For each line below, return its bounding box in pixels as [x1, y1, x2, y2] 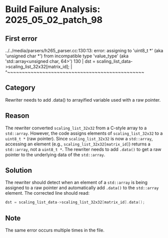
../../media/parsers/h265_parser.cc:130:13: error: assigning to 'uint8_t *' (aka [5, 48, 163, 53]
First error [5, 34, 38, 43]
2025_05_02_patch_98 [5, 14, 103, 26]
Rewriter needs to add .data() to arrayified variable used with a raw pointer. [5, 97, 161, 103]
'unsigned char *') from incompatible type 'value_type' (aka [5, 53, 129, 59]
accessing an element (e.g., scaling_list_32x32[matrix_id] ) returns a [5, 141, 151, 147]
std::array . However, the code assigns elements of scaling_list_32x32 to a [5, 130, 163, 136]
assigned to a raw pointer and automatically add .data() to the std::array [5, 185, 159, 191]
